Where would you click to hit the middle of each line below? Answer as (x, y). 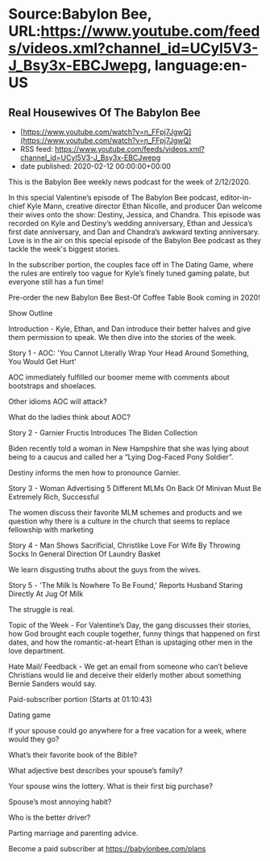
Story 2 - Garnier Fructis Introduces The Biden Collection (103, 433)
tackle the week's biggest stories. (64, 249)
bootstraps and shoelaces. (52, 386)
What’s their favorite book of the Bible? (73, 755)
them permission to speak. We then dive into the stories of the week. (123, 337)
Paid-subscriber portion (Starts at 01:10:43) (80, 699)
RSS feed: (37, 149)
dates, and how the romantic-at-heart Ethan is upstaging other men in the (131, 642)
